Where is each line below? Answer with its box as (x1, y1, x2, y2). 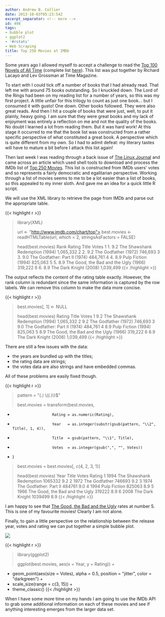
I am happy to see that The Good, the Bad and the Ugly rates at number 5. (5, 503, 155, 509)
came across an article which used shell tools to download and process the (5, 159, 158, 165)
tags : (5, 26, 16, 31)
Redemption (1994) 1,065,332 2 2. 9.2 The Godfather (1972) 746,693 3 (17, 249, 160, 255)
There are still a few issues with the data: (5, 343, 89, 349)
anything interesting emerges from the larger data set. (5, 606, 115, 612)
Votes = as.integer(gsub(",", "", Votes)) (52, 445, 143, 450)
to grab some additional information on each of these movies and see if (5, 601, 150, 607)
